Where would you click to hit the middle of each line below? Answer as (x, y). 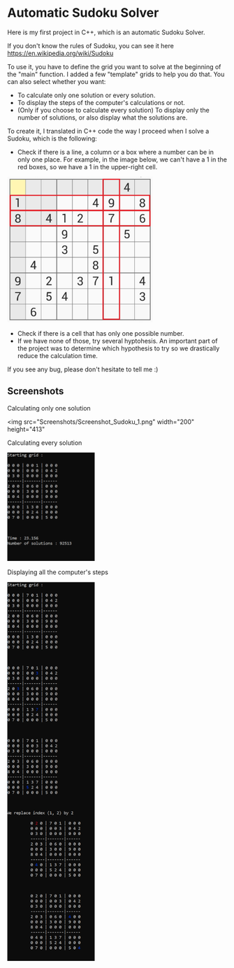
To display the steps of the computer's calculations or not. (101, 102)
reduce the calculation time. (57, 355)
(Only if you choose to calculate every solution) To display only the (113, 110)
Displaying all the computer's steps (58, 572)
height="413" (26, 429)
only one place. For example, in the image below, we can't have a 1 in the (122, 159)
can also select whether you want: (57, 81)
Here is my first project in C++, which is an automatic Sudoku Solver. (106, 32)
